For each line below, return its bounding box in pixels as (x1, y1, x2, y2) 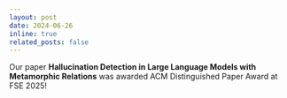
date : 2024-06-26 (9, 21, 74, 30)
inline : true (9, 29, 58, 38)
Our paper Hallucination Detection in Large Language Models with (9, 62, 257, 72)
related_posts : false (9, 37, 89, 47)
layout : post (9, 12, 58, 22)
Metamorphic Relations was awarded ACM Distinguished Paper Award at (9, 72, 278, 82)
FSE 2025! (9, 80, 47, 91)
